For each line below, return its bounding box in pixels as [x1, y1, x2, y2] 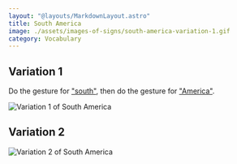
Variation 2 [8, 125, 65, 139]
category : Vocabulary [8, 34, 82, 43]
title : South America [8, 19, 82, 28]
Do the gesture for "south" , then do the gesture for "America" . [8, 86, 215, 96]
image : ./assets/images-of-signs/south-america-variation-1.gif [8, 27, 231, 35]
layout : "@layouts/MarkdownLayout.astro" [8, 11, 151, 20]
